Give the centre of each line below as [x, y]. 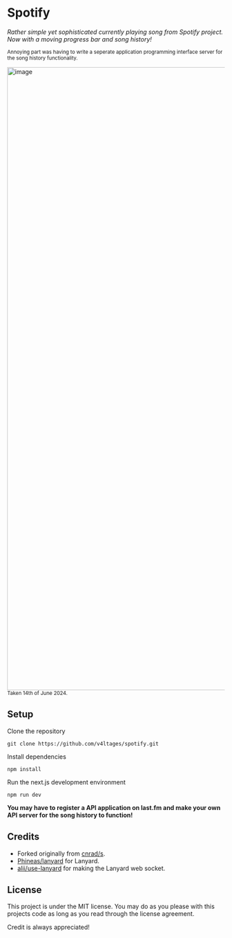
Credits [23, 837]
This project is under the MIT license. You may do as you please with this [111, 907]
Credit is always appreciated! [48, 927]
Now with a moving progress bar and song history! [79, 39]
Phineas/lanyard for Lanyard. [58, 860]
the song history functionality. [42, 58]
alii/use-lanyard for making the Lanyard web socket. [91, 868]
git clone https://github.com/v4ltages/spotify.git [83, 743]
